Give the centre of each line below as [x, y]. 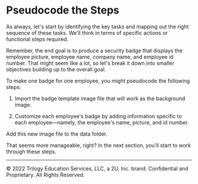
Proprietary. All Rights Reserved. [45, 175]
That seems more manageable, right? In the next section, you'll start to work [99, 145]
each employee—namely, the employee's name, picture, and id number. [102, 122]
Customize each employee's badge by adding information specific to [98, 116]
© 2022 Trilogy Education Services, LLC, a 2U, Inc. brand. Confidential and [97, 168]
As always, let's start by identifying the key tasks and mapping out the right [98, 27]
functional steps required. [37, 39]
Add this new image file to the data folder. [57, 134]
